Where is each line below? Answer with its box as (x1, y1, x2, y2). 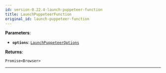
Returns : (5, 49, 23, 55)
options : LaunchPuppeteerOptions (12, 39, 80, 45)
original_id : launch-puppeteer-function (5, 16, 90, 21)
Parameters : (5, 30, 31, 36)
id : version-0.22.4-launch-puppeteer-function (5, 7, 103, 12)
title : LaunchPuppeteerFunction (5, 12, 72, 17)
